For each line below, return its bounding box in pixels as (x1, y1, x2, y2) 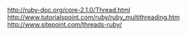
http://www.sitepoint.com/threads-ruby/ (7, 21, 122, 28)
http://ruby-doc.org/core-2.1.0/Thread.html (7, 6, 130, 14)
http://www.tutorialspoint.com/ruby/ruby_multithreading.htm (7, 13, 180, 21)
